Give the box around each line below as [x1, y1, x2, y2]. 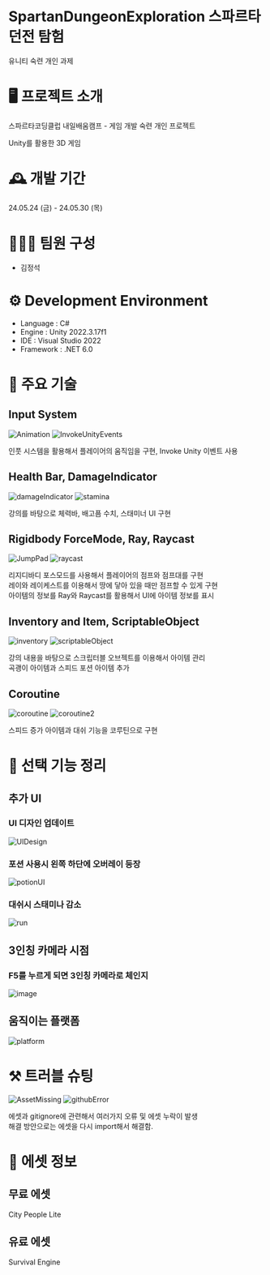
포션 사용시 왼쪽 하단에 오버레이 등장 [8, 858, 141, 870]
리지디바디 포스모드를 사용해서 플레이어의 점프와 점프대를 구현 [8, 571, 204, 580]
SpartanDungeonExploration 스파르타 [8, 7, 261, 26]
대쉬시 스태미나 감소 [8, 899, 82, 910]
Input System [8, 408, 78, 421]
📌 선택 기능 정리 [8, 757, 107, 775]
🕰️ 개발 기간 [8, 169, 86, 188]
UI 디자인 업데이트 [8, 818, 75, 829]
